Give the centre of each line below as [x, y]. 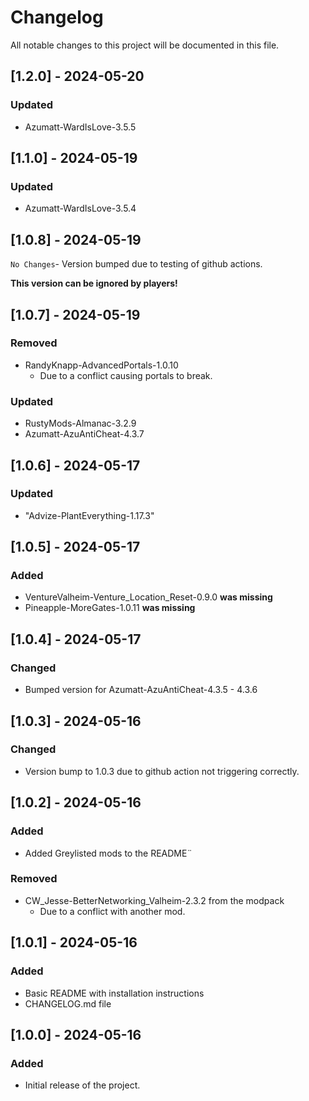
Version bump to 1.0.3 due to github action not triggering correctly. [162, 771]
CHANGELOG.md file [68, 1003]
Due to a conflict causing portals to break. [126, 375]
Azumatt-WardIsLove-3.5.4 [80, 208]
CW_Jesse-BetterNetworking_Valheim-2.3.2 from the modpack [154, 900]
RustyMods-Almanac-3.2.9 [80, 423]
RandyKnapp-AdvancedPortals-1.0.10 [101, 365]
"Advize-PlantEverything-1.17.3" [89, 515]
